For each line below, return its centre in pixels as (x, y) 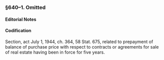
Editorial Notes (21, 19)
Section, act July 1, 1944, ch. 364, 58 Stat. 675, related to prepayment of (79, 42)
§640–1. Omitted (25, 7)
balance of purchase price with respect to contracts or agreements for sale (82, 47)
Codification (18, 31)
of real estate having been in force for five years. (55, 52)
